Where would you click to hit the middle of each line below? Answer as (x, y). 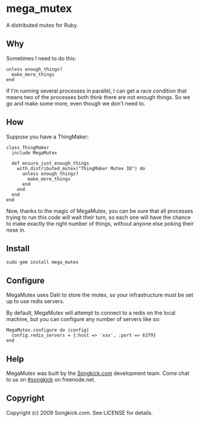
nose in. (16, 230)
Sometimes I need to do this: (41, 58)
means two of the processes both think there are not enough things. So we (98, 97)
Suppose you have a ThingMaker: (47, 137)
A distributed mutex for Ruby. (42, 25)
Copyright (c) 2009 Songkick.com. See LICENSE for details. (80, 412)
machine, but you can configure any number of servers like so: (83, 319)
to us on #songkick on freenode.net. (51, 380)
